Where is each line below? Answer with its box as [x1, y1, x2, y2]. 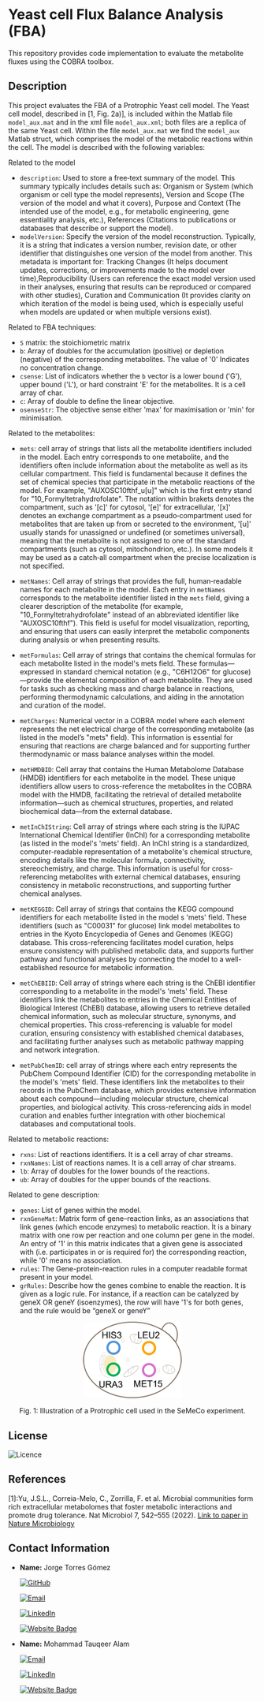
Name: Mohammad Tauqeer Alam [19, 1639, 130, 1648]
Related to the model [8, 158, 76, 167]
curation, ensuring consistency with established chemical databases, [19, 1028, 244, 1038]
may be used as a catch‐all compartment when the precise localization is [19, 552, 257, 562]
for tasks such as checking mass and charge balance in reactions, [19, 684, 235, 693]
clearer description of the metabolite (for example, [19, 601, 184, 610]
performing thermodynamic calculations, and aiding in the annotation [19, 692, 244, 701]
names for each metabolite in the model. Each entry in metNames [19, 584, 226, 594]
